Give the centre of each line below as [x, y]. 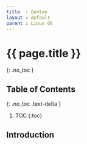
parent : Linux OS [30, 23]
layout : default [28, 18]
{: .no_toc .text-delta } [34, 104]
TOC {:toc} [29, 115]
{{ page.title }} [44, 53]
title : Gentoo [27, 12]
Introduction [30, 135]
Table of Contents [41, 89]
